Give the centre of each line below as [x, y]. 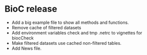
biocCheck [23, 38]
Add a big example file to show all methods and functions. [70, 22]
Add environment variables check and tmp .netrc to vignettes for [77, 33]
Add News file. [26, 48]
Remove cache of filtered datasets [46, 27]
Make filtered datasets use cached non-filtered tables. [67, 43]
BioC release [31, 9]
